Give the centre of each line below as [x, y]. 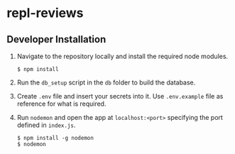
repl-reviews [45, 13]
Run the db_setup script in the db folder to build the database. [106, 82]
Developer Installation [56, 39]
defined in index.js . [46, 125]
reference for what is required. [61, 104]
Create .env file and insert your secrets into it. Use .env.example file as [120, 96]
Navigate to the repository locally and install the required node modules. [122, 56]
